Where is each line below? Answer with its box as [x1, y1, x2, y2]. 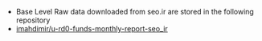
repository [15, 15, 51, 25]
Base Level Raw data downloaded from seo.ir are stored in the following [15, 7, 255, 16]
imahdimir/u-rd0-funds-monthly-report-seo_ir [15, 24, 169, 33]
